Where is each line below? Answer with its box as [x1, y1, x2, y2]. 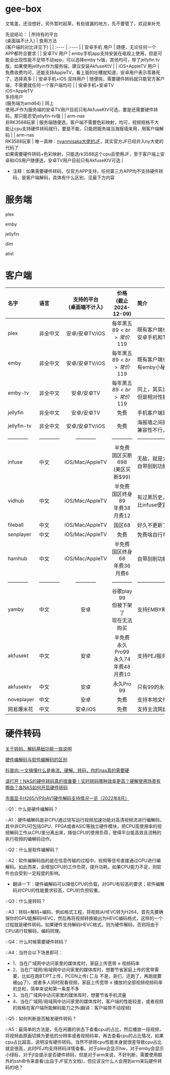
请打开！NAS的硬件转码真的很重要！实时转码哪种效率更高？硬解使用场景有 [5, 778, 161, 784]
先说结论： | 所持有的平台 [5, 31, 58, 37]
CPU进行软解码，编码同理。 [5, 928, 64, 934]
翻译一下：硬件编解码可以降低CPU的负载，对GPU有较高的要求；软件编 [12, 881, 160, 887]
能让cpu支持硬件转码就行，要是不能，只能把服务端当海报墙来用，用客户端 [5, 125, 159, 132]
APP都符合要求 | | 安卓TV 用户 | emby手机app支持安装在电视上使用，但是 [5, 50, 158, 56]
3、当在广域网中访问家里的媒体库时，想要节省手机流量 [12, 992, 126, 998]
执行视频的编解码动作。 [5, 836, 54, 842]
